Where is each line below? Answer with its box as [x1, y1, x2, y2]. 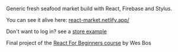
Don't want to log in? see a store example [6, 28, 107, 35]
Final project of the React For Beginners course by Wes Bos [6, 40, 152, 46]
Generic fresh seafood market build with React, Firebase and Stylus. [6, 5, 173, 12]
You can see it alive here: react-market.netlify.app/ [6, 17, 130, 23]
